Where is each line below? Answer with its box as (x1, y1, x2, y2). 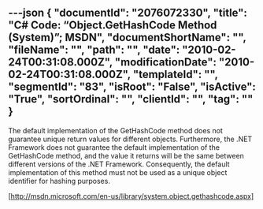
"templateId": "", (132, 68, 218, 81)
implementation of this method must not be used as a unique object (8, 167, 228, 177)
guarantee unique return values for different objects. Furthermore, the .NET (8, 134, 253, 144)
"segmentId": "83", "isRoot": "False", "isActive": (8, 80, 256, 94)
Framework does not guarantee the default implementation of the (8, 142, 220, 152)
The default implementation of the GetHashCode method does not (8, 125, 223, 135)
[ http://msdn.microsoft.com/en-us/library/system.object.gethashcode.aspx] (8, 191, 254, 200)
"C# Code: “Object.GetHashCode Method (8, 19, 217, 32)
